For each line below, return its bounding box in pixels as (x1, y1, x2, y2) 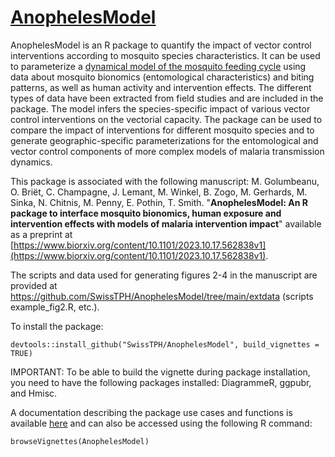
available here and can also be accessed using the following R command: (10, 417, 313, 429)
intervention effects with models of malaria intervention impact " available (10, 217, 322, 230)
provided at (10, 279, 58, 291)
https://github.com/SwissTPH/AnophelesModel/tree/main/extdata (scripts (10, 290, 314, 302)
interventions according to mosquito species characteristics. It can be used (10, 49, 321, 61)
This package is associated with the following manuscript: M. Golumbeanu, (10, 175, 320, 187)
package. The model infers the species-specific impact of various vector (10, 102, 311, 115)
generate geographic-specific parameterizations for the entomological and (10, 134, 319, 146)
